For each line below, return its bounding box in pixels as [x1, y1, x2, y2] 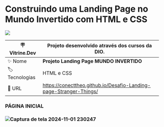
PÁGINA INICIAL [5, 103, 44, 109]
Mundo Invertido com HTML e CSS [5, 14, 148, 25]
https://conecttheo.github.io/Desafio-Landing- [42, 82, 151, 88]
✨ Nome [7, 58, 27, 64]
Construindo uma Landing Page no [5, 3, 148, 15]
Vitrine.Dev [9, 49, 37, 56]
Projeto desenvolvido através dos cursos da [47, 42, 152, 49]
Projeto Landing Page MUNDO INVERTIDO [42, 58, 143, 64]
